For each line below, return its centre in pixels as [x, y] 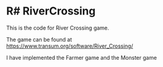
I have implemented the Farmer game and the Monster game [81, 57]
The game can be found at [39, 39]
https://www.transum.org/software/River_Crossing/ [70, 46]
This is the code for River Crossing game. [58, 28]
